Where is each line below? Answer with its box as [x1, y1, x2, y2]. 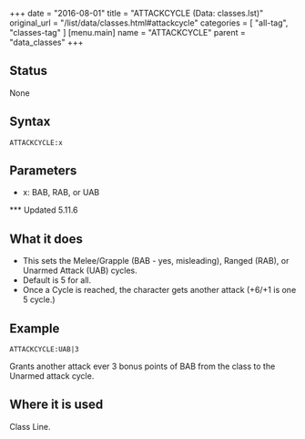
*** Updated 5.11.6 [9, 204, 79, 215]
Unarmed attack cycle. [9, 371, 95, 382]
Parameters [9, 163, 77, 179]
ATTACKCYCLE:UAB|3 [9, 345, 79, 354]
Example [9, 320, 60, 336]
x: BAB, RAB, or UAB [22, 187, 100, 198]
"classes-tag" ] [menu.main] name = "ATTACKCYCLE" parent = [9, 27, 246, 37]
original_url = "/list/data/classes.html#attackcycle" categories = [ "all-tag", [9, 17, 289, 28]
